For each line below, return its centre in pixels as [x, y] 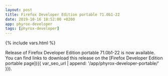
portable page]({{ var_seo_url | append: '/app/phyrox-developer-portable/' [82, 63]
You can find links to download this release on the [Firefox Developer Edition [84, 58]
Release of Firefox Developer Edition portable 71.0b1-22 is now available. [80, 53]
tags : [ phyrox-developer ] [32, 29]
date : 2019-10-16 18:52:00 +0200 [40, 19]
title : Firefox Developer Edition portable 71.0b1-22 [63, 15]
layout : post [19, 10]
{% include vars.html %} [31, 43]
